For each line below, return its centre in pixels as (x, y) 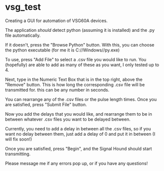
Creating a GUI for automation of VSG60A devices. (56, 21)
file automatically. (23, 35)
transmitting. (18, 154)
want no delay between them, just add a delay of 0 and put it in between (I (80, 134)
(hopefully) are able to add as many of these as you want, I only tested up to (82, 65)
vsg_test (23, 7)
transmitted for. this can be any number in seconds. (57, 90)
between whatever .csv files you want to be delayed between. (68, 119)
